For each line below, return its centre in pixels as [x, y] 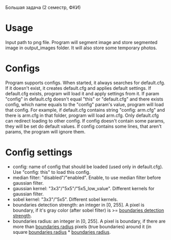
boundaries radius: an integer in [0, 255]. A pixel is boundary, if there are [89, 221]
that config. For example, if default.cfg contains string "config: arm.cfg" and [85, 110]
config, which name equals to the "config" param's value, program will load [85, 104]
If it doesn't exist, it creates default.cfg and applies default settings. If [78, 88]
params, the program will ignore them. [45, 132]
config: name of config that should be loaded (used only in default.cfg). [88, 167]
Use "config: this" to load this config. [52, 172]
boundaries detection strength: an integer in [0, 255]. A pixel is [78, 205]
